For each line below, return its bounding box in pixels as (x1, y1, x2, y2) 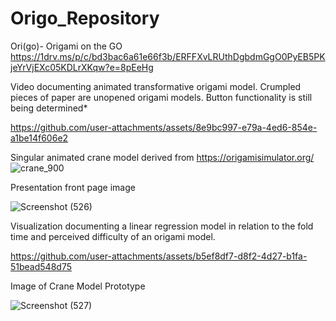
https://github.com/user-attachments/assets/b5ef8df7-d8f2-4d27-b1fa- (10, 250, 308, 262)
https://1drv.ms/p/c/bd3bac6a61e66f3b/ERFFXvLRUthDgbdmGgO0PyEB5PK (10, 50, 326, 62)
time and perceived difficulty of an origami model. (10, 230, 216, 242)
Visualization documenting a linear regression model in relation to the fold (10, 220, 314, 232)
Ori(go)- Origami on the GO (10, 40, 123, 52)
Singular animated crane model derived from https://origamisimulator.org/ (10, 151, 315, 163)
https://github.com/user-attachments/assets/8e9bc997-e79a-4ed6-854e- (10, 121, 318, 133)
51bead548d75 (10, 260, 72, 272)
